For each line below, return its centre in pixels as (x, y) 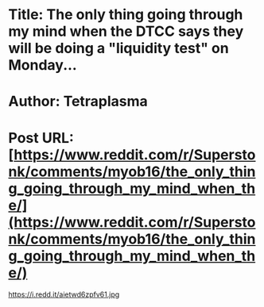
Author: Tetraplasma (78, 102)
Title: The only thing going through (126, 15)
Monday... (43, 65)
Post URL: (41, 138)
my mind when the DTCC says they (126, 31)
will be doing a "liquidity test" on (118, 48)
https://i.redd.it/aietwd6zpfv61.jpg (64, 294)
